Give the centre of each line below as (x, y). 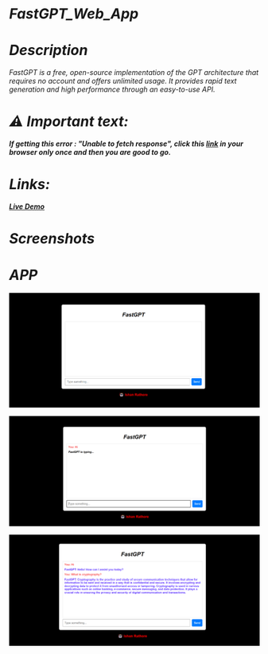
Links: (30, 185)
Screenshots (52, 239)
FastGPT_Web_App (74, 14)
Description (49, 51)
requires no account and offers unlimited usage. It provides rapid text (123, 81)
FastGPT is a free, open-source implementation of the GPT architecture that (134, 73)
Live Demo (27, 207)
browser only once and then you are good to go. (90, 152)
